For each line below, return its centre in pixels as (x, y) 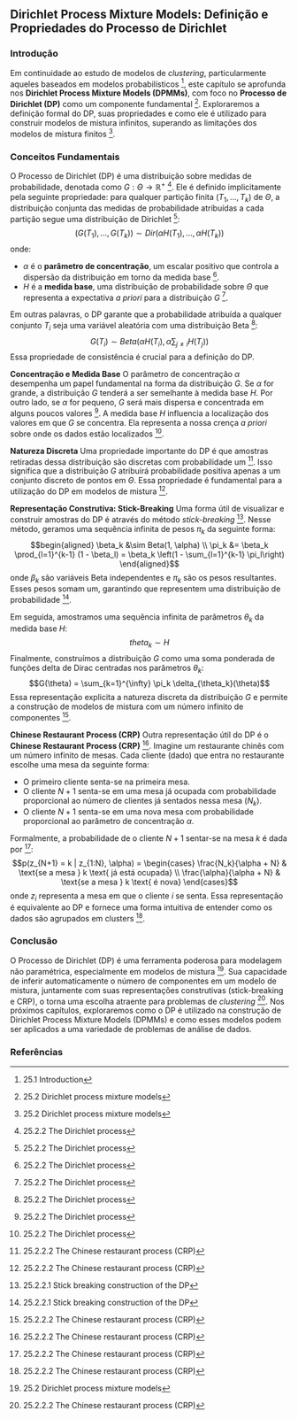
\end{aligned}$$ (149, 563)
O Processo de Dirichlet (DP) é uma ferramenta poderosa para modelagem (146, 960)
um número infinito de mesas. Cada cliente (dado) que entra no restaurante (147, 755)
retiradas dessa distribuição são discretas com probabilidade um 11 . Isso (141, 461)
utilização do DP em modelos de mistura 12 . (89, 490)
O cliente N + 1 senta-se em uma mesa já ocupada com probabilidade (149, 790)
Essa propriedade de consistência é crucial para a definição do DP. (132, 357)
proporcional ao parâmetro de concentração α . (108, 821)
